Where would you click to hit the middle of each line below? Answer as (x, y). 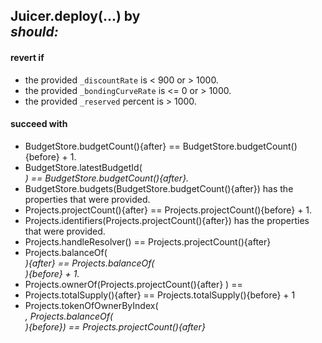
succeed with (39, 124)
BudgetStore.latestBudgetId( (83, 167)
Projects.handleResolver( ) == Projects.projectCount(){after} (148, 241)
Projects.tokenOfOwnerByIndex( (91, 305)
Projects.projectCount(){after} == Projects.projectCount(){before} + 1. (168, 210)
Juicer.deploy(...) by (75, 16)
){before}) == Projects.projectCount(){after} (115, 326)
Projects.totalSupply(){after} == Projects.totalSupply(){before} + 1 (160, 295)
